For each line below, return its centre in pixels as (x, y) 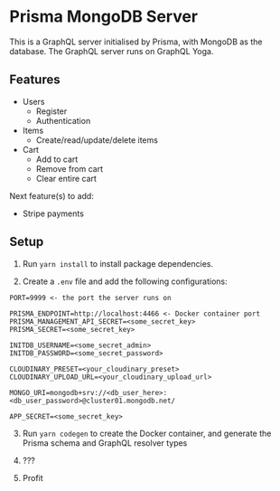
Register (51, 111)
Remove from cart (70, 168)
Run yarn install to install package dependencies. (118, 263)
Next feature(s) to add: (52, 195)
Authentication (63, 120)
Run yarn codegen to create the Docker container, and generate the (147, 433)
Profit (33, 477)
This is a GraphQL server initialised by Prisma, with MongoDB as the (136, 42)
